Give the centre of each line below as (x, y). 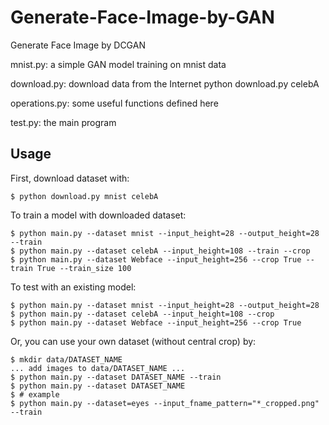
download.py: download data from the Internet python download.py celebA (165, 83)
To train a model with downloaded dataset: (98, 215)
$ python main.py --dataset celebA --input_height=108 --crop (142, 314)
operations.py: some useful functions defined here (114, 103)
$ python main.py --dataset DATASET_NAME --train (116, 377)
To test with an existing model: (73, 287)
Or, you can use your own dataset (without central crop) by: (133, 341)
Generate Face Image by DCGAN (78, 45)
